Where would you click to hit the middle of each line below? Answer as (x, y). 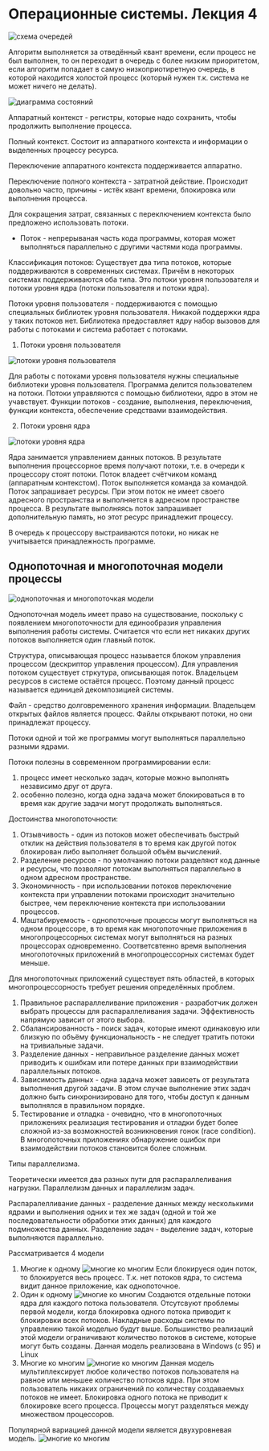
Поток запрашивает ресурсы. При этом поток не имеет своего (116, 491)
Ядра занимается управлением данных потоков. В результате (115, 457)
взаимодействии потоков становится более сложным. (113, 1147)
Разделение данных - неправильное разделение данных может (130, 1054)
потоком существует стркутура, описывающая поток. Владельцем (123, 672)
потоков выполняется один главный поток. (82, 639)
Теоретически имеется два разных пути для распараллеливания (120, 1179)
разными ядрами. (39, 746)
